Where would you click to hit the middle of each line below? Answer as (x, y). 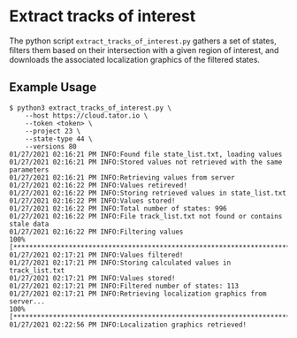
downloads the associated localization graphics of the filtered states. (135, 59)
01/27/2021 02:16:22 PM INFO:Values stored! (92, 201)
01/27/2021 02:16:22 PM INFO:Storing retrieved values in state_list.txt (148, 193)
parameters (29, 170)
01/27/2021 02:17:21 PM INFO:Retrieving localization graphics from (138, 294)
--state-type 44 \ (59, 139)
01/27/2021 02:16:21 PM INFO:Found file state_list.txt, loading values (146, 154)
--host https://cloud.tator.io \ (87, 115)
